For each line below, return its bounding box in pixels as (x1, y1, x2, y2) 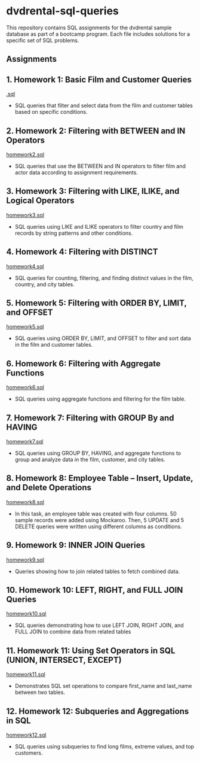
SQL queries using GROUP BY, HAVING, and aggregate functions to (14, 450, 181, 457)
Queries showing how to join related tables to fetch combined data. (14, 568, 180, 575)
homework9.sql (6, 556, 45, 563)
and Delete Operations (6, 483, 91, 493)
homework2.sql (6, 151, 45, 158)
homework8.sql (6, 498, 45, 505)
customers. (14, 750, 43, 757)
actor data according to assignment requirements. (14, 169, 139, 176)
